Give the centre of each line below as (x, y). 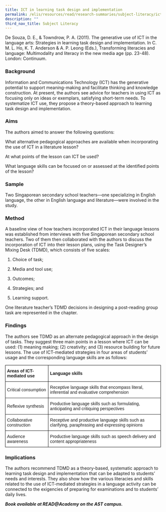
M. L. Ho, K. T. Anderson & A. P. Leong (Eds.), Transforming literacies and (80, 48)
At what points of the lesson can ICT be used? (52, 156)
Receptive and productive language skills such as (97, 420)
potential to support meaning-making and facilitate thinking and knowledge (82, 88)
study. (12, 205)
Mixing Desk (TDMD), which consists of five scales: (58, 250)
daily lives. (16, 495)
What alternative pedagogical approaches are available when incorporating (82, 141)
